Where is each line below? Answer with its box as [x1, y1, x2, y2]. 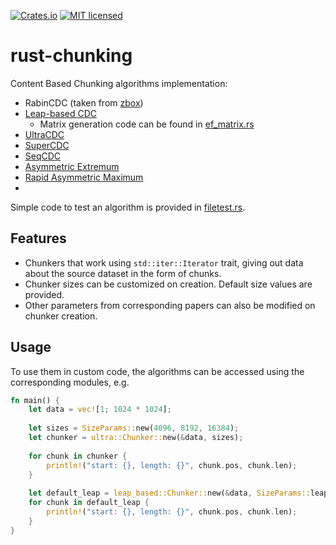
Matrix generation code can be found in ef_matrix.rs [39, 118, 255, 130]
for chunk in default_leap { [28, 498, 150, 508]
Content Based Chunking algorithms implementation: [10, 77, 228, 89]
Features [10, 230, 67, 247]
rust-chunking [10, 45, 133, 67]
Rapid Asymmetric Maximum [24, 171, 144, 183]
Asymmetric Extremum [24, 160, 120, 172]
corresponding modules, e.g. [10, 376, 130, 388]
